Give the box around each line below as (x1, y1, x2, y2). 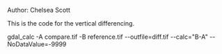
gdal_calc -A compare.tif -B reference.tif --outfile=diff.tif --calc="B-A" (7, 33, 209, 41)
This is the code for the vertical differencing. (7, 19, 134, 27)
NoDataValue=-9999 (7, 40, 67, 48)
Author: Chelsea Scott (7, 6, 71, 14)
